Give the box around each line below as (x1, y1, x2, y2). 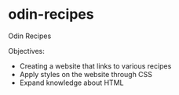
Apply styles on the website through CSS (19, 69, 153, 79)
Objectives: (8, 46, 45, 55)
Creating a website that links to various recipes (19, 61, 172, 71)
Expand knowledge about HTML (19, 78, 124, 87)
